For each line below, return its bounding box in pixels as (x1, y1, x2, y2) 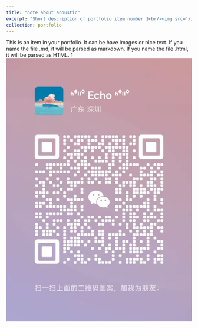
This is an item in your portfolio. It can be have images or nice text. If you (6, 39, 183, 46)
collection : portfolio (6, 22, 62, 28)
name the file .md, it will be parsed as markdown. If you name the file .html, (6, 45, 189, 53)
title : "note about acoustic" (6, 9, 81, 15)
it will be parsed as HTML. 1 (6, 52, 73, 59)
